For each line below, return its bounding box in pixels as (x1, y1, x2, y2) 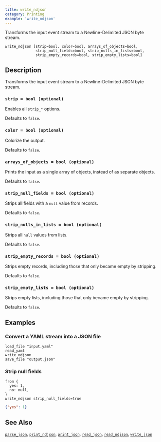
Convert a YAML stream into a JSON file (5, 333, 101, 340)
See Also (5, 418, 33, 426)
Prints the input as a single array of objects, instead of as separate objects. (5, 169, 155, 175)
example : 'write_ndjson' (5, 16, 55, 21)
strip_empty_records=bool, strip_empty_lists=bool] (36, 53, 143, 58)
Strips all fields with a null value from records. (5, 200, 98, 206)
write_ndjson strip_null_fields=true (5, 396, 82, 401)
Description (5, 66, 41, 74)
